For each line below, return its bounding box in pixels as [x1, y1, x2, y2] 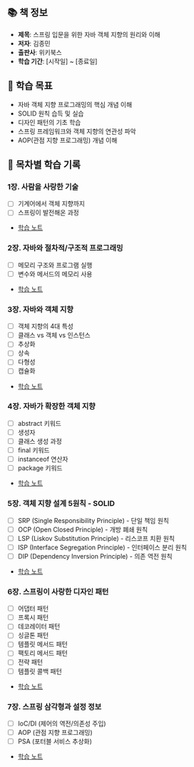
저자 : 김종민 [17, 39, 51, 48]
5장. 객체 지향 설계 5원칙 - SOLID [7, 499, 116, 509]
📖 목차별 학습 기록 [7, 159, 81, 171]
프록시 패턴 [17, 613, 49, 622]
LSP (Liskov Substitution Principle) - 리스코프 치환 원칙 [17, 534, 175, 542]
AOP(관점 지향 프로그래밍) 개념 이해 [17, 136, 118, 144]
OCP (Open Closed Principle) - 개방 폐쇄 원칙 [17, 525, 148, 534]
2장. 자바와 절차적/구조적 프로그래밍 [7, 243, 123, 253]
